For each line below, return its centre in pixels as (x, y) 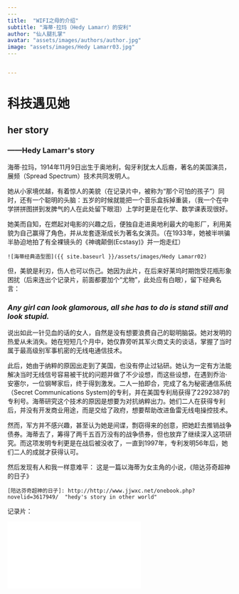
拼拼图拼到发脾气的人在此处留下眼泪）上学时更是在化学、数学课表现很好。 (122, 209)
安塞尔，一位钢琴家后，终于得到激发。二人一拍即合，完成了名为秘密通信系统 (119, 384)
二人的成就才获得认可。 (48, 452)
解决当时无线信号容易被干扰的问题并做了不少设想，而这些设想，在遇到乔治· (117, 375)
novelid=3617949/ (33, 497)
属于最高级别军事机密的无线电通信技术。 (67, 350)
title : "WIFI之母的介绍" (43, 21)
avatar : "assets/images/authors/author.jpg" (74, 41)
